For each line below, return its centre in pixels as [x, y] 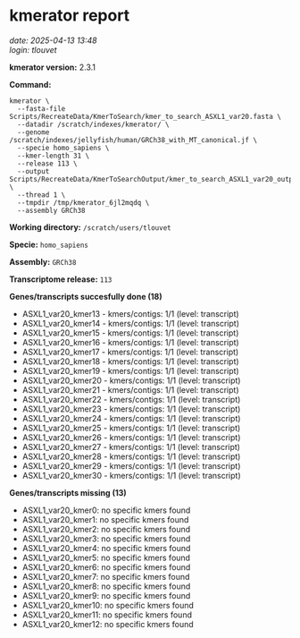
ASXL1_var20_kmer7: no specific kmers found [106, 576]
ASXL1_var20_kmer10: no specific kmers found [108, 605]
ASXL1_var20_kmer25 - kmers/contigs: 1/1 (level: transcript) [131, 428]
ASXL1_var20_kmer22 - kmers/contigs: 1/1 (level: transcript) [131, 399]
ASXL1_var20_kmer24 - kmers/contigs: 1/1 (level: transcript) [131, 418]
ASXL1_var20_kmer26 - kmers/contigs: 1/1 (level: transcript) [131, 437]
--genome [33, 132]
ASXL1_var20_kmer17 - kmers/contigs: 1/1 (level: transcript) [130, 352]
